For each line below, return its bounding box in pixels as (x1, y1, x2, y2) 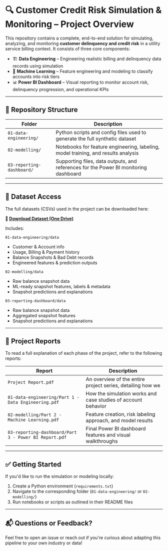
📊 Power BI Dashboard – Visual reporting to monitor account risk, (12, 79, 149, 85)
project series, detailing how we (85, 382, 160, 389)
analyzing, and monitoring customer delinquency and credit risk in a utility (5, 40, 160, 46)
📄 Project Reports (5, 337, 61, 345)
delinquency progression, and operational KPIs (12, 86, 109, 92)
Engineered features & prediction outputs (12, 259, 97, 266)
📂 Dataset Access (5, 193, 61, 201)
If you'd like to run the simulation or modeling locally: (5, 473, 114, 479)
